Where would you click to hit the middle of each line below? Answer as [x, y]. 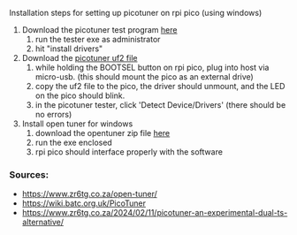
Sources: [29, 174]
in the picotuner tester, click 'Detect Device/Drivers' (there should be [160, 105]
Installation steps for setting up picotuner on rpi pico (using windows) [136, 13]
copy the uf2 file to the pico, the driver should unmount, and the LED [160, 86]
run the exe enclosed [73, 142]
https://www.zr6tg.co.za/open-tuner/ [89, 194]
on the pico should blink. [80, 95]
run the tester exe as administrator [98, 39]
